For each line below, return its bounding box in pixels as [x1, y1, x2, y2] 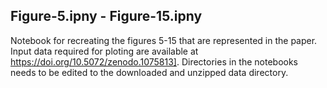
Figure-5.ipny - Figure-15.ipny [10, 8, 203, 25]
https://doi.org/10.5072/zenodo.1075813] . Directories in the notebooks [10, 55, 299, 68]
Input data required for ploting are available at [10, 45, 199, 57]
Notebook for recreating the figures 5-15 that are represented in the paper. [10, 34, 318, 46]
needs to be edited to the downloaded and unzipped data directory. [10, 66, 289, 78]
